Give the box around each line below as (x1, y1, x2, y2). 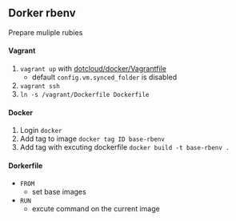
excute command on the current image (31, 204, 160, 214)
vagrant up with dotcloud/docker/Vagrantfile (19, 64, 166, 74)
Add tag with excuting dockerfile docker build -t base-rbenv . (19, 143, 230, 152)
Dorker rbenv (8, 6, 76, 20)
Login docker (19, 126, 62, 135)
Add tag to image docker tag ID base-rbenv (19, 134, 166, 143)
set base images (31, 187, 86, 197)
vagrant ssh (19, 82, 60, 90)
